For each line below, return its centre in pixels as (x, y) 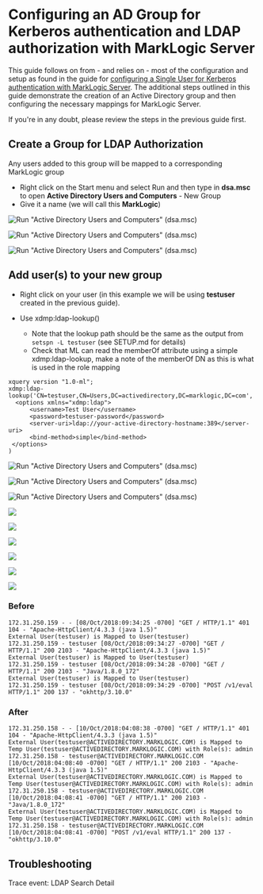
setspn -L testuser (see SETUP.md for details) (109, 342)
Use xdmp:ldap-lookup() (60, 318)
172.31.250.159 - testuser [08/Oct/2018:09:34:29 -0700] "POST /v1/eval (131, 685)
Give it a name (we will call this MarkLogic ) (90, 204)
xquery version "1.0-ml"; (51, 382)
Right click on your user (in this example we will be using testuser (127, 294)
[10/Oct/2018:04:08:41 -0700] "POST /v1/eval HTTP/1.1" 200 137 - (120, 833)
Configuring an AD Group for (105, 15)
